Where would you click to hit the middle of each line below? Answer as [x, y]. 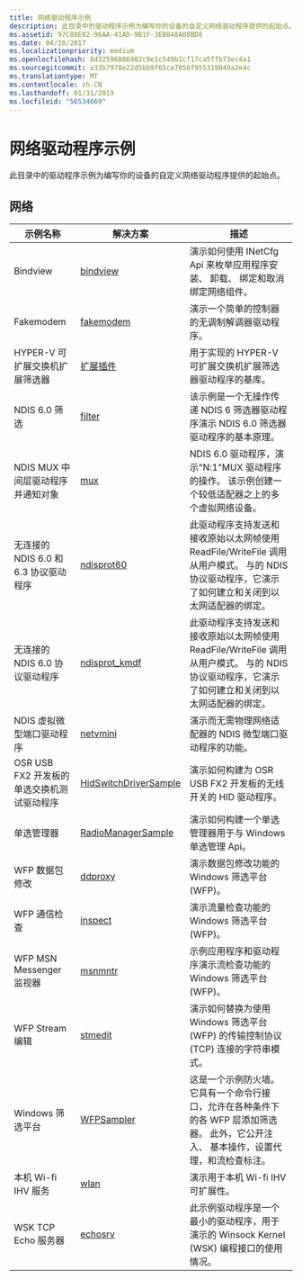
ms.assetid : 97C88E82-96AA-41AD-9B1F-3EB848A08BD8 [106, 34]
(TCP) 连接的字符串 [230, 1050]
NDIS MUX [36, 467]
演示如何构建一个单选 [235, 820]
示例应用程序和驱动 [230, 951]
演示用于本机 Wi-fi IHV [238, 1177]
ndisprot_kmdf [111, 663]
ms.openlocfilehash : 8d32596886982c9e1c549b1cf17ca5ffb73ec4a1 [130, 59]
